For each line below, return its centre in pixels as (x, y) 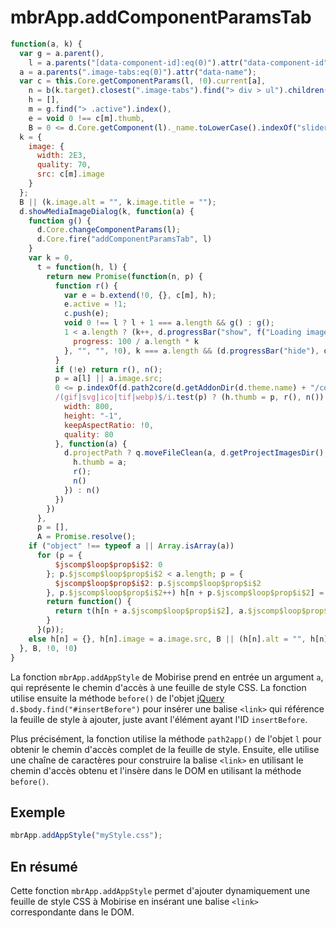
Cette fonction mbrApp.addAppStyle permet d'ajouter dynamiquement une (160, 891)
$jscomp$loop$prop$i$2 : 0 (108, 564)
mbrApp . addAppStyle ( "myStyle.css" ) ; (86, 836)
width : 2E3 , (61, 156)
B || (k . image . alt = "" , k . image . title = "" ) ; (118, 202)
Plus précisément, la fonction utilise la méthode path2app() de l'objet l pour (166, 738)
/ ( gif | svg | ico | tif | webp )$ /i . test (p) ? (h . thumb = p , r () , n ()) (189, 397)
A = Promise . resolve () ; (86, 537)
